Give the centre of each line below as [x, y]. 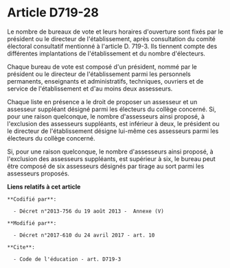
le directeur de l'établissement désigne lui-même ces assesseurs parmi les [113, 131]
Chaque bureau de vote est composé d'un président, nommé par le [102, 66]
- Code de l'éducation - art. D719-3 [67, 259]
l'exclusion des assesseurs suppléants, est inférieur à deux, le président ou [113, 123]
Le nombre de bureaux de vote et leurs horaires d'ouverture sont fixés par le [115, 32]
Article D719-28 [53, 13]
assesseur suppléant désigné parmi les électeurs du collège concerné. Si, [112, 109]
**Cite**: [21, 247]
